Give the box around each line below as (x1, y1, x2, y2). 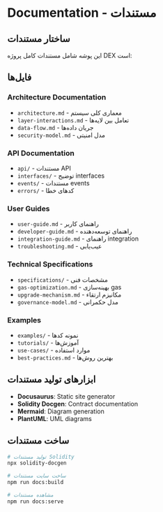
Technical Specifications (7, 259, 93, 269)
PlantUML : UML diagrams (17, 414, 92, 422)
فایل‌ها (7, 71, 32, 83)
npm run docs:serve (7, 498, 64, 505)
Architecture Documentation (7, 92, 107, 102)
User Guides (7, 204, 50, 213)
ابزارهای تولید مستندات (7, 374, 96, 385)
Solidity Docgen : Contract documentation (17, 399, 138, 408)
